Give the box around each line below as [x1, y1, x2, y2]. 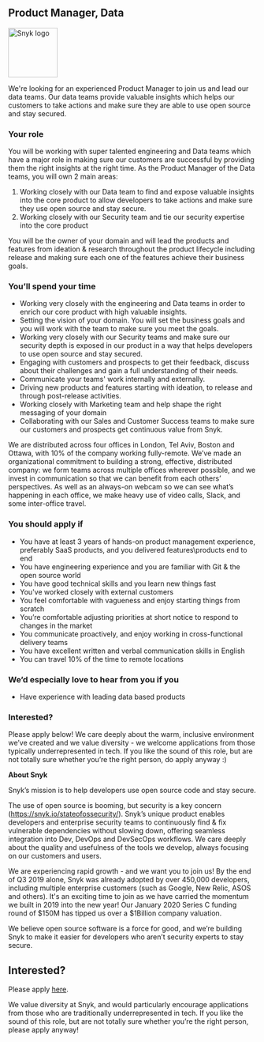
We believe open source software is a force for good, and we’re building [8, 924, 243, 934]
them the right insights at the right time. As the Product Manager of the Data [8, 164, 255, 173]
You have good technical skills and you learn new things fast [19, 579, 217, 588]
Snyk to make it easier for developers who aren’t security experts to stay [8, 932, 244, 942]
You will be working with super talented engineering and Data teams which [8, 146, 251, 157]
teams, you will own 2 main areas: [8, 172, 118, 181]
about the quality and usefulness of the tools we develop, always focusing [8, 843, 250, 852]
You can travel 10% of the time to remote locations [19, 654, 184, 663]
